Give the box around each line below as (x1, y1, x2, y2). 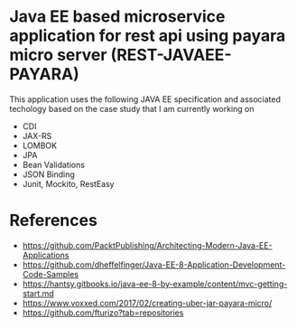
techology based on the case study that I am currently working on (9, 103, 255, 114)
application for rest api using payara (9, 25, 286, 46)
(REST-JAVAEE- (110, 45, 232, 65)
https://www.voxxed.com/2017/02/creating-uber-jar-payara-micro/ (22, 297, 273, 308)
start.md (22, 287, 54, 299)
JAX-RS (22, 130, 52, 141)
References (9, 210, 97, 231)
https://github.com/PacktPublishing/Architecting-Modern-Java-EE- (22, 239, 273, 250)
